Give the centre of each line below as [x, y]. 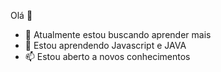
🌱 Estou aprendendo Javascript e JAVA [105, 45]
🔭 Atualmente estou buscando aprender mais [118, 34]
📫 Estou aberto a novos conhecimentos [107, 56]
